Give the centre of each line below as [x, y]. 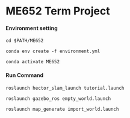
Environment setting [32, 28]
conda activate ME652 [33, 62]
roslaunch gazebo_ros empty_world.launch [58, 98]
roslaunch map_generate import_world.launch [62, 109]
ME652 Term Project [58, 11]
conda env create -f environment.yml [53, 51]
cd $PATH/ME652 [25, 41]
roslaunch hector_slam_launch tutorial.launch [65, 88]
